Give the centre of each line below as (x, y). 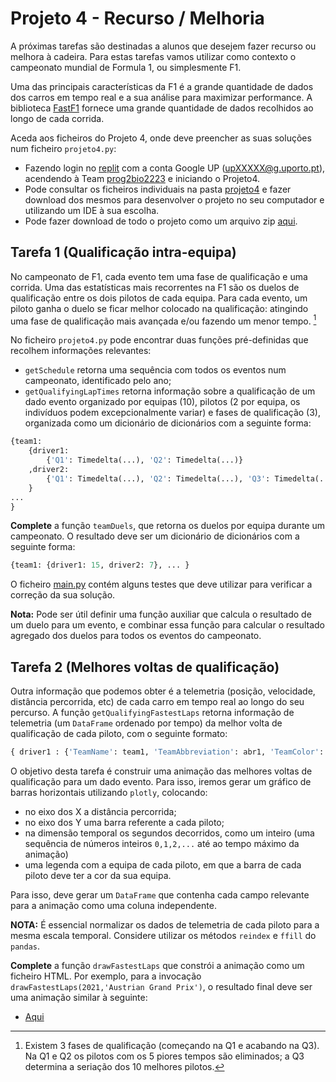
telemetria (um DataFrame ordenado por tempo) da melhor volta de (146, 723)
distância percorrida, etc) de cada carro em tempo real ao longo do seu (157, 702)
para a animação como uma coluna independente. (113, 905)
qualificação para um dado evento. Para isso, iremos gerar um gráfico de (161, 781)
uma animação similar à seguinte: (79, 997)
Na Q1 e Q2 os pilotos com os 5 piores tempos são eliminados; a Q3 (164, 1056)
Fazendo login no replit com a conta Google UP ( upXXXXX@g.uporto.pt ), (175, 168)
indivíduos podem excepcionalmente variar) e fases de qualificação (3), (173, 413)
